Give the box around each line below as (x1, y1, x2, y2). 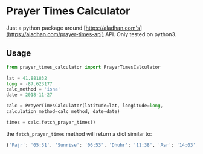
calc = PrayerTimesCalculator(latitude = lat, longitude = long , (6, 103, 164, 109)
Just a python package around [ (6, 24, 86, 31)
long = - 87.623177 (6, 80, 53, 87)
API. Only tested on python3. (105, 30, 177, 37)
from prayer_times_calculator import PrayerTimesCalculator (6, 64, 161, 70)
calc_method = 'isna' (6, 86, 61, 92)
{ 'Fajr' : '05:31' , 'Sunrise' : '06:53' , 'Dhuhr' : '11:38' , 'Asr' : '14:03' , (6, 142, 199, 148)
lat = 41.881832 (6, 75, 47, 81)
